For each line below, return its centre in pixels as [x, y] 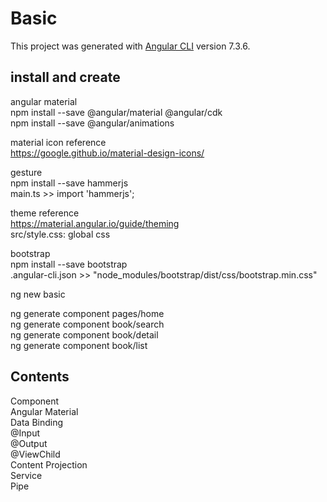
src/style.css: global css [60, 234]
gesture [26, 172]
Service [26, 475]
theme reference [45, 213]
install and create [65, 77]
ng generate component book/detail [84, 334]
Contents [40, 377]
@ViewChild [35, 454]
